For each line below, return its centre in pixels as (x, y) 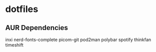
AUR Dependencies (37, 28)
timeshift (14, 45)
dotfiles (22, 9)
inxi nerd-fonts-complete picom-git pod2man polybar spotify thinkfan (78, 39)
